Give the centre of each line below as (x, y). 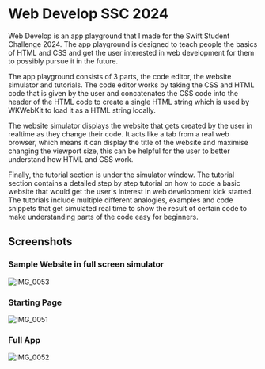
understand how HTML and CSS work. (71, 159)
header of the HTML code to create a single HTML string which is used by (129, 102)
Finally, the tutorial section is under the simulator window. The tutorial (121, 175)
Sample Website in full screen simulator (86, 264)
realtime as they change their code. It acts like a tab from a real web (119, 134)
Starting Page (35, 302)
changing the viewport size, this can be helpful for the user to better (119, 151)
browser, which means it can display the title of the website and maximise (129, 142)
